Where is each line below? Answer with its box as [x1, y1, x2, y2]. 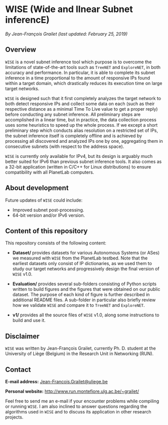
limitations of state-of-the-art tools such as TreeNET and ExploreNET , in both [5, 64, 161, 70]
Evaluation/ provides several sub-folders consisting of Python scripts [12, 281, 157, 287]
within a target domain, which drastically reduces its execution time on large [5, 80, 162, 86]
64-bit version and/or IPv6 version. [12, 212, 85, 218]
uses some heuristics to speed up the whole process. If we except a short [5, 122, 158, 128]
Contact [5, 365, 31, 374]
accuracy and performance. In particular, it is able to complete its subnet [5, 69, 155, 75]
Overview [5, 45, 37, 54]
